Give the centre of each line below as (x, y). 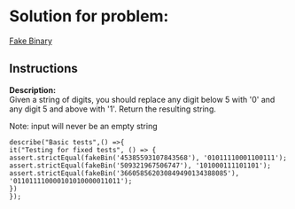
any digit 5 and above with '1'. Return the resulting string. (113, 109)
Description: (32, 89)
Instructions (43, 69)
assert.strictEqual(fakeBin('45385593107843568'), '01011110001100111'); (148, 158)
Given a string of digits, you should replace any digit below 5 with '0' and (142, 99)
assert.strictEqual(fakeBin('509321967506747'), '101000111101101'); (140, 166)
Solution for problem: (89, 16)
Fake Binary (31, 41)
